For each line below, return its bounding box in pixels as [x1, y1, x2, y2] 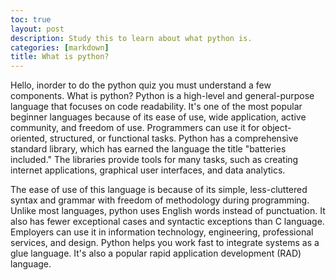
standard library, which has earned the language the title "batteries [10, 143, 287, 155]
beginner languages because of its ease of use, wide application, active [10, 111, 307, 123]
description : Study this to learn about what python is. [10, 33, 253, 43]
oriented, [10, 132, 48, 145]
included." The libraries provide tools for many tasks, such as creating [10, 154, 299, 166]
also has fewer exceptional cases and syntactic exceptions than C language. [10, 216, 325, 228]
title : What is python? [10, 52, 110, 62]
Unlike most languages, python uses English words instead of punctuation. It [10, 205, 326, 217]
